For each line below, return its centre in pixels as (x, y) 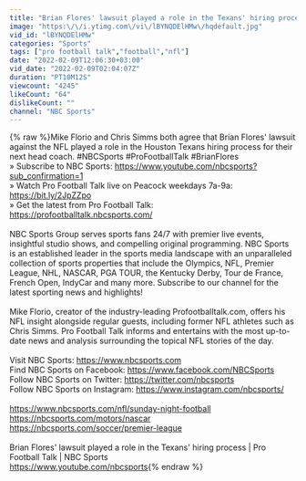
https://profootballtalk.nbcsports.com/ (81, 214)
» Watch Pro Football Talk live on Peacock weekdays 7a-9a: (121, 186)
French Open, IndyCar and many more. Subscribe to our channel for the (144, 283)
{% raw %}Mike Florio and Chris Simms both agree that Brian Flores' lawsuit (153, 137)
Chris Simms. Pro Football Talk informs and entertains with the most (137, 331)
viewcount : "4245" (44, 86)
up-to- (278, 331)
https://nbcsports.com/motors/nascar (80, 418)
